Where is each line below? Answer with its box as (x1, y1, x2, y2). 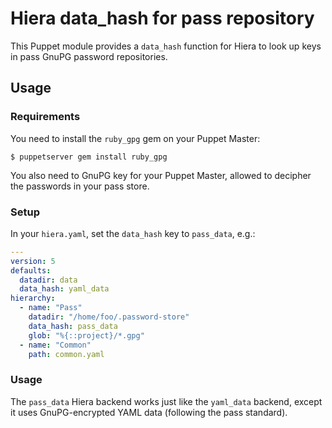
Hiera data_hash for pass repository (10, 7, 315, 30)
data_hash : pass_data (28, 321, 118, 331)
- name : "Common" (19, 340, 92, 350)
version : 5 (10, 256, 56, 266)
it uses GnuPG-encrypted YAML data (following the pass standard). (10, 406, 288, 418)
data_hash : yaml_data (19, 284, 110, 294)
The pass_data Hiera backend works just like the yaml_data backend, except (10, 395, 323, 407)
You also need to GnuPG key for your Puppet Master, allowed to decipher (10, 169, 312, 181)
